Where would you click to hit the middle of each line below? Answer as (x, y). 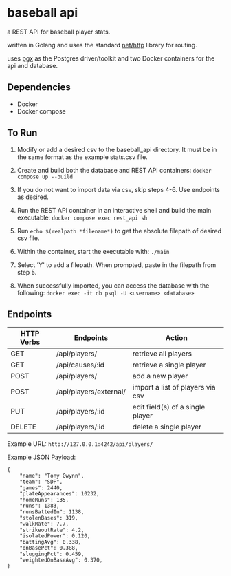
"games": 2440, (41, 488)
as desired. (33, 197)
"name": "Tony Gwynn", (52, 476)
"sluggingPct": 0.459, (52, 554)
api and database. (33, 65)
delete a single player (167, 427)
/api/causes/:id (80, 365)
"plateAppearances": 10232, (59, 494)
